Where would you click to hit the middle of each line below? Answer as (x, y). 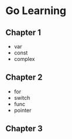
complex (24, 59)
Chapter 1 (23, 33)
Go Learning (36, 11)
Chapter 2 (24, 77)
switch (22, 97)
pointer (23, 110)
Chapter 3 (24, 129)
